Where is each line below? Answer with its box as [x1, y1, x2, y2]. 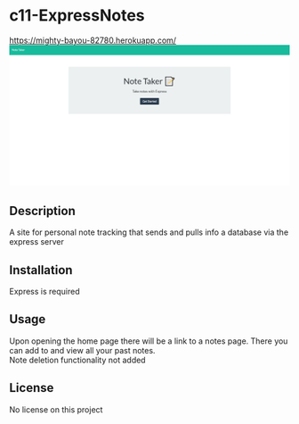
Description [9, 203, 76, 219]
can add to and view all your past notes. [9, 345, 156, 355]
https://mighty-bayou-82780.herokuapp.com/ [9, 35, 176, 46]
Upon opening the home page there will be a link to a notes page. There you [9, 336, 288, 346]
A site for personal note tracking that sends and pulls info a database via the [9, 227, 289, 237]
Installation [9, 262, 73, 278]
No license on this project [9, 403, 103, 415]
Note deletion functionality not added [9, 354, 146, 365]
